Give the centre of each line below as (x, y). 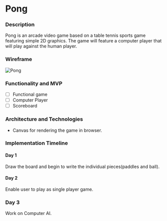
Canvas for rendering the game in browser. (57, 130)
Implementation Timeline (37, 143)
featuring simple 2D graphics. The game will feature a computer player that (83, 41)
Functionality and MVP (34, 83)
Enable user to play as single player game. (49, 189)
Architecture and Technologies (44, 119)
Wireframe (19, 60)
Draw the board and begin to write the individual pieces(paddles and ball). (82, 167)
